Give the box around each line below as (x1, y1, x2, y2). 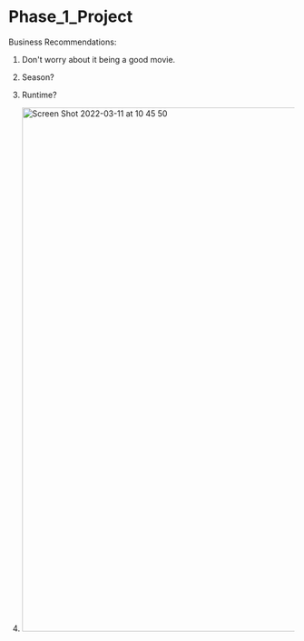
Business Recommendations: (8, 36, 117, 47)
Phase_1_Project (8, 6, 133, 27)
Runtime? (21, 89, 57, 100)
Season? (21, 71, 55, 83)
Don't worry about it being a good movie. (21, 54, 176, 65)
